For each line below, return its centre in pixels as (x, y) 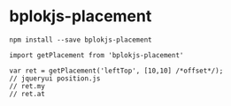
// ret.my (27, 86)
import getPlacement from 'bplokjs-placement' (96, 55)
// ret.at (27, 94)
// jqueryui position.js (55, 78)
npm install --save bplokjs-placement (81, 40)
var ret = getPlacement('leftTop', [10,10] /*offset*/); (116, 71)
